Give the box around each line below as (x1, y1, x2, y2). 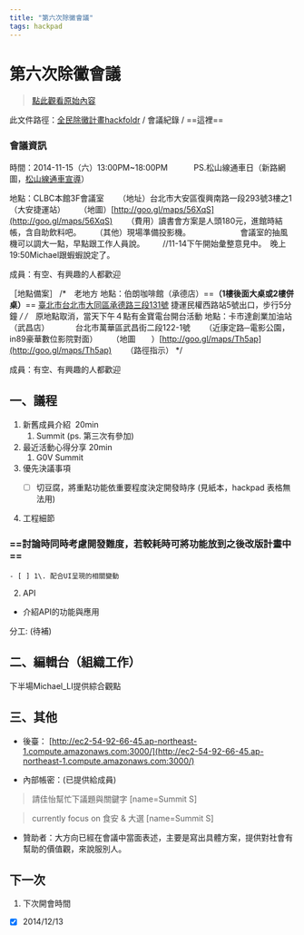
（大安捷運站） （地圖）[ (9, 203, 115, 214)
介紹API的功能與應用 (22, 605, 100, 617)
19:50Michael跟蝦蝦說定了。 (9, 249, 115, 260)
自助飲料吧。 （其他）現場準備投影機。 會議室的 (33, 226, 272, 237)
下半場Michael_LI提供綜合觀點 (9, 680, 122, 691)
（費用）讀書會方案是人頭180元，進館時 (130, 215, 275, 226)
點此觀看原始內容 (31, 95, 96, 106)
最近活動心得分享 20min (22, 441, 113, 452)
